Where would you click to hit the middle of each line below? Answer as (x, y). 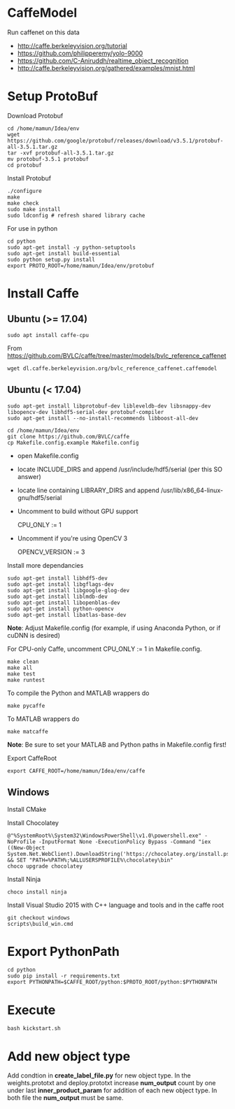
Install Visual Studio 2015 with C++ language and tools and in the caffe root (115, 905)
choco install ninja (37, 892)
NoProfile (22, 842)
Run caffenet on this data (44, 32)
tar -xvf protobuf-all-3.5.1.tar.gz (60, 153)
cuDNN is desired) (34, 635)
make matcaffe (28, 731)
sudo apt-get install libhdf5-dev (58, 578)
